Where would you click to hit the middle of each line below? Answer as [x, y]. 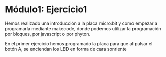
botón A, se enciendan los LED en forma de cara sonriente [66, 49]
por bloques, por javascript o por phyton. [48, 34]
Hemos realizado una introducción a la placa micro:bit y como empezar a [81, 23]
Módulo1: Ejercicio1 [46, 9]
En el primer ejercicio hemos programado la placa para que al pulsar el [79, 43]
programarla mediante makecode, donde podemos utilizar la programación [83, 28]
